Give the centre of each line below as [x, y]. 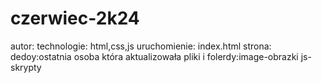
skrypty [26, 67]
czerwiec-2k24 [75, 18]
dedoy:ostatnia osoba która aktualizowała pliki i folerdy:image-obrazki [154, 56]
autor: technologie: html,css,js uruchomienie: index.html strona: [141, 46]
